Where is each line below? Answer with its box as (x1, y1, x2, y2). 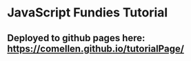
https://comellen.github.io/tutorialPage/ (7, 42, 185, 54)
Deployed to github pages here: (7, 32, 145, 44)
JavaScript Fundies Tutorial (7, 5, 168, 21)
